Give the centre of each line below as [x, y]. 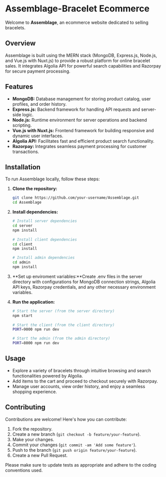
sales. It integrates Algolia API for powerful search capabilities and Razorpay [83, 66]
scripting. [22, 125]
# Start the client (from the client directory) [63, 325]
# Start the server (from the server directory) [63, 311]
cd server [23, 226]
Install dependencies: [35, 212]
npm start [23, 316]
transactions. [26, 152]
